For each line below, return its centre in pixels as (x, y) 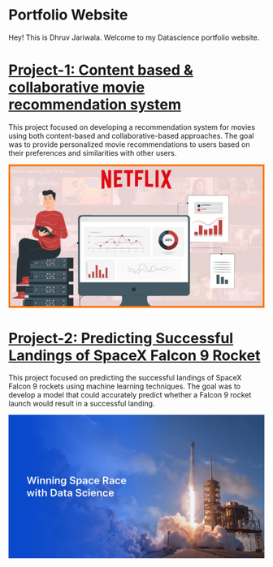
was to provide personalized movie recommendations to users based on (129, 144)
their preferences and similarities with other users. (93, 152)
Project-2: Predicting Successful (121, 338)
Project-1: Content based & (101, 70)
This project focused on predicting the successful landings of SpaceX (125, 378)
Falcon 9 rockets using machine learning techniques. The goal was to (125, 386)
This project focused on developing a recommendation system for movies (132, 127)
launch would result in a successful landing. (82, 404)
